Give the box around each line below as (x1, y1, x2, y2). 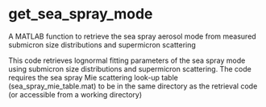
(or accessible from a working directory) (8, 89, 143, 99)
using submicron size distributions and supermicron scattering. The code (8, 64, 251, 73)
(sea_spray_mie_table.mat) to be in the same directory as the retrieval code (8, 81, 258, 91)
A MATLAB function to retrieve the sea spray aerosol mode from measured (8, 31, 256, 41)
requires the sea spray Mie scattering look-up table (8, 72, 179, 82)
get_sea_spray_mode (8, 5, 153, 23)
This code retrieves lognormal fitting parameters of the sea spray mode (8, 56, 246, 65)
